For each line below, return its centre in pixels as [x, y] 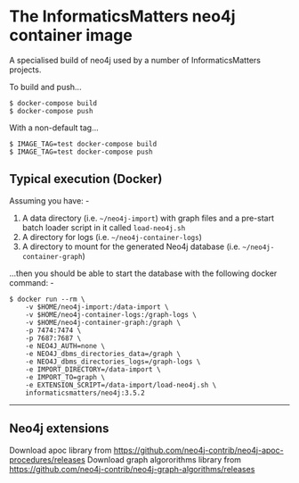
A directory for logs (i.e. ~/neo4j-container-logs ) [112, 237]
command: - [32, 282]
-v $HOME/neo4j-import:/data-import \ [97, 307]
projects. [25, 70]
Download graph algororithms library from [165, 459]
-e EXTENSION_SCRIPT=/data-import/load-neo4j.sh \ [121, 385]
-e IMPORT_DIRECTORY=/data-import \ [93, 369]
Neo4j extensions [59, 429]
